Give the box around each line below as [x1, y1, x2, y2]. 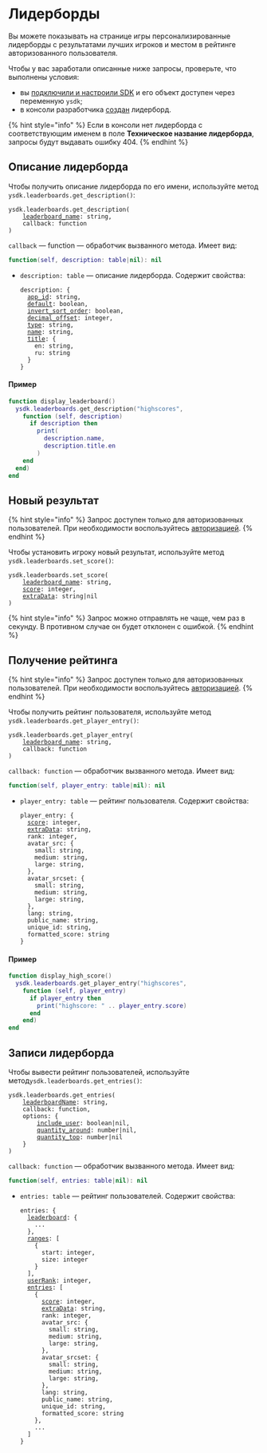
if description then [29, 420, 98, 428]
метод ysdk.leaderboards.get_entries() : [8, 1076, 143, 1085]
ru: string [34, 348, 71, 356]
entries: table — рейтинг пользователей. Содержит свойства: [19, 1191, 236, 1200]
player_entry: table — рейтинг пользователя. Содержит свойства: [19, 796, 249, 806]
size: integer [41, 1256, 88, 1264]
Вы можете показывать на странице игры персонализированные [8, 31, 231, 41]
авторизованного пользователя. [8, 48, 118, 58]
